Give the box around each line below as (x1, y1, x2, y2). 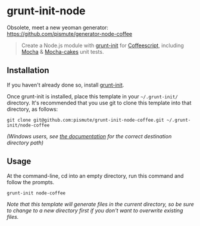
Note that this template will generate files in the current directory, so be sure (7, 200, 194, 208)
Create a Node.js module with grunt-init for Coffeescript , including (21, 42, 184, 49)
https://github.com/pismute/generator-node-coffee (7, 30, 133, 37)
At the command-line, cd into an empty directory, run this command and (7, 172, 184, 179)
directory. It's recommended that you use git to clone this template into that (7, 99, 192, 106)
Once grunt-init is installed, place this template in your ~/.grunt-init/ (7, 92, 178, 100)
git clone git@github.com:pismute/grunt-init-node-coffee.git (7, 117, 164, 123)
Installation (7, 66, 49, 76)
